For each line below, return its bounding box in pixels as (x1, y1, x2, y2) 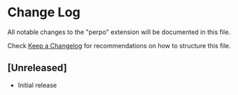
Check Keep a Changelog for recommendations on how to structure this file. (7, 41, 232, 50)
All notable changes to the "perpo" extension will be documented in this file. (7, 28, 231, 36)
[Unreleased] (7, 62, 68, 74)
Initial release (17, 81, 57, 89)
